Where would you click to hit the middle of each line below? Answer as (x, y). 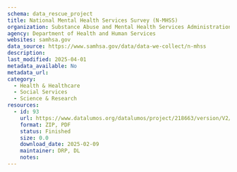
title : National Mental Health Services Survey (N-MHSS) (93, 20)
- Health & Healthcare (47, 86)
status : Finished (45, 131)
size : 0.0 (35, 138)
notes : (30, 158)
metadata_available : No (42, 66)
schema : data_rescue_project (50, 14)
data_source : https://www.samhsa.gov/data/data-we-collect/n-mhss (107, 46)
